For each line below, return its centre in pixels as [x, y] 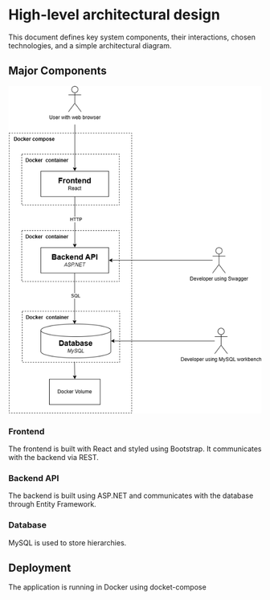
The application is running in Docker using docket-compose [107, 587]
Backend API [34, 478]
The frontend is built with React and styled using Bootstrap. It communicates [135, 449]
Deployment [40, 567]
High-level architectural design [115, 15]
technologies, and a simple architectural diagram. [90, 45]
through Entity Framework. [52, 504]
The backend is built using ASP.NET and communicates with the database [131, 495]
